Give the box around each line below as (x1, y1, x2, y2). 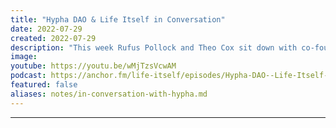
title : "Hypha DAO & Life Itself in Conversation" (10, 14, 226, 25)
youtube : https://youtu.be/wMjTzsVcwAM (10, 61, 177, 71)
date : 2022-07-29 (10, 24, 83, 34)
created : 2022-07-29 (10, 33, 97, 43)
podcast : (10, 71, 47, 81)
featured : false (10, 80, 78, 90)
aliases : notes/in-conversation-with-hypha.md (10, 89, 208, 99)
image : (10, 52, 38, 62)
